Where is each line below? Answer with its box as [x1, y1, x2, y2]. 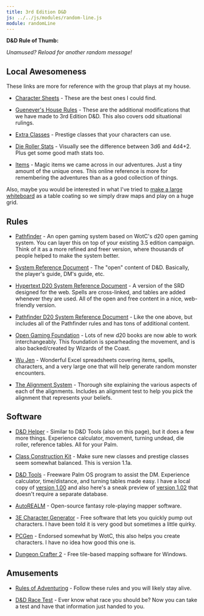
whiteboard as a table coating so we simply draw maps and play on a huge [6, 193, 194, 200]
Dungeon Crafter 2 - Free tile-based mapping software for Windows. [15, 550, 188, 558]
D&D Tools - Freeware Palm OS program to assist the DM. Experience [15, 470, 190, 478]
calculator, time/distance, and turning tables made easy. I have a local [15, 477, 191, 484]
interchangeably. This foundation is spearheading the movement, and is [15, 338, 195, 345]
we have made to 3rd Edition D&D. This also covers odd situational [15, 113, 182, 120]
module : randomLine [6, 20, 56, 26]
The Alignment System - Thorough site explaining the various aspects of [15, 381, 197, 388]
